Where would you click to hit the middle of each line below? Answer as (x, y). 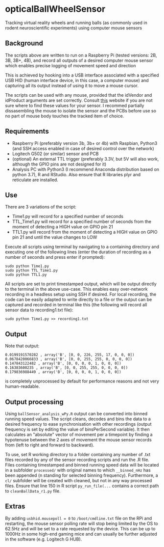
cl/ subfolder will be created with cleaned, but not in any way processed (79, 480)
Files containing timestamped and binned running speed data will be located (82, 465)
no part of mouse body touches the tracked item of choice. (65, 116)
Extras (15, 506)
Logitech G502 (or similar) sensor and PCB (55, 154)
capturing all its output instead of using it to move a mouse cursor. (72, 85)
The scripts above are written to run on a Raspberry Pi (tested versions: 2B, (81, 55)
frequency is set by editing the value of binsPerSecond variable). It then (78, 429)
